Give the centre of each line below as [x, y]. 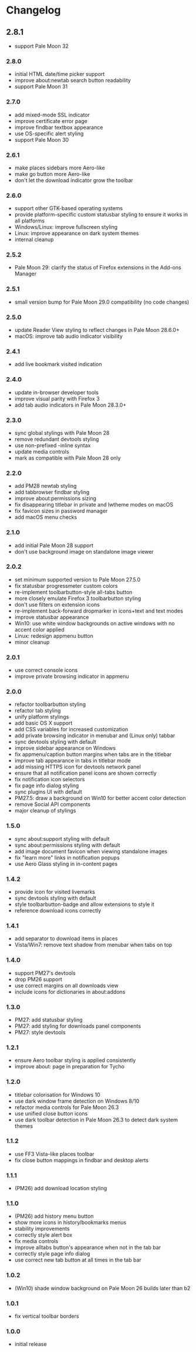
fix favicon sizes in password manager [61, 511]
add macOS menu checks [46, 517]
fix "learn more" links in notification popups [67, 857]
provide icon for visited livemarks [55, 892]
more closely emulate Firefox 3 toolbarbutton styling [78, 598]
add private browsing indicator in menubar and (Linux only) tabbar [95, 735]
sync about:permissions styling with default [67, 845]
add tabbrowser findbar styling [52, 492]
